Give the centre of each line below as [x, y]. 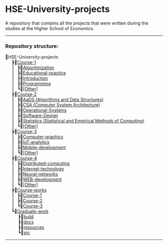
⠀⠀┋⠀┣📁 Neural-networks [32, 174]
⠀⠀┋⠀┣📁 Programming [28, 84]
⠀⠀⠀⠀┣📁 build [19, 217]
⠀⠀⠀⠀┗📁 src [18, 233]
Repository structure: [32, 46]
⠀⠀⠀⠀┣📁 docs [19, 222]
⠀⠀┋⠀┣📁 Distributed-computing [37, 163]
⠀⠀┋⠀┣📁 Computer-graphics [34, 137]
